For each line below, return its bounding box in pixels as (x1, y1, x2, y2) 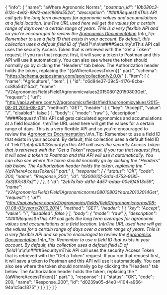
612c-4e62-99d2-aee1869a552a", (5, 9, 76, 15)
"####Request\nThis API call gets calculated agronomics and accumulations (5, 115, 162, 121)
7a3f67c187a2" (5, 179, 36, 185)
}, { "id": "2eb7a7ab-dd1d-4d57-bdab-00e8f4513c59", (43, 179, 155, 185)
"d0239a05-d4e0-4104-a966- (80, 279, 143, 285)
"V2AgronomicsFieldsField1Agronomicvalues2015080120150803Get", (5, 89, 148, 95)
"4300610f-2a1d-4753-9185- (80, 174, 140, 179)
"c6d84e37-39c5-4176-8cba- (83, 78, 145, 84)
